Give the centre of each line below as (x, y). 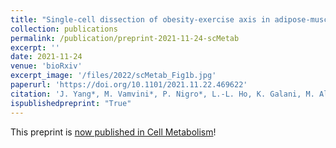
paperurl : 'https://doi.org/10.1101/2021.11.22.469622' (129, 85)
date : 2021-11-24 (46, 57)
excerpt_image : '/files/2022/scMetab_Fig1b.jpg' (113, 76)
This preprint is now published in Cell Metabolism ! (113, 132)
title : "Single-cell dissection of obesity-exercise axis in (140, 19)
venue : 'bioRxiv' (46, 66)
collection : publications (64, 29)
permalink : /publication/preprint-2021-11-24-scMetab (125, 38)
